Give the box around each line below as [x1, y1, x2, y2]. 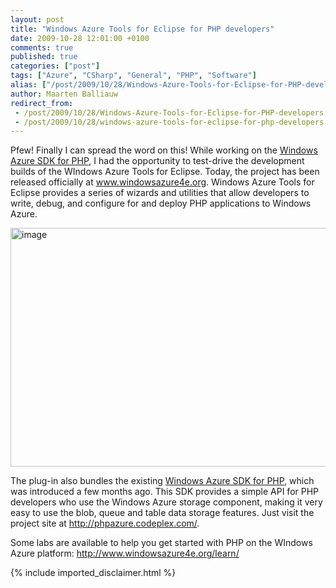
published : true [10, 52, 78, 62]
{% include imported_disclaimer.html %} [10, 567, 177, 579]
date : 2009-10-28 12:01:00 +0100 [10, 33, 150, 43]
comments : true [10, 42, 74, 53]
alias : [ [10, 80, 47, 90]
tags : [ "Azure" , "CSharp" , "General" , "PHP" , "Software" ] [10, 71, 257, 81]
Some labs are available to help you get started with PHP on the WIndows [10, 537, 313, 549]
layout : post [10, 14, 65, 25]
